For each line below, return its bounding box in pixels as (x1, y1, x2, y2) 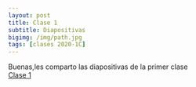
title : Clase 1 (8, 19, 58, 27)
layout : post (8, 11, 51, 20)
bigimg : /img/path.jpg (8, 33, 82, 42)
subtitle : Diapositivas (8, 26, 86, 34)
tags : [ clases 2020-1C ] (8, 41, 86, 49)
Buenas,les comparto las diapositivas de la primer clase (8, 62, 188, 71)
